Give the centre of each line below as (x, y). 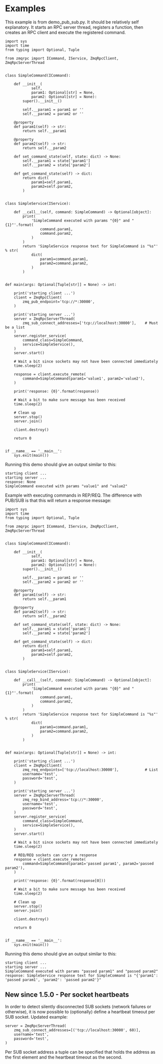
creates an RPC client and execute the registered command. (65, 32)
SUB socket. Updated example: (36, 1017)
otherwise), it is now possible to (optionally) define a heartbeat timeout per (80, 1012)
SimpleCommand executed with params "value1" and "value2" (66, 486)
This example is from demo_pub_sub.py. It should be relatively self (72, 22)
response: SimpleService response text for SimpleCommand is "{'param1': (82, 975)
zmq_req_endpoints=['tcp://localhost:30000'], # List (91, 770)
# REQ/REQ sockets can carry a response (55, 855)
